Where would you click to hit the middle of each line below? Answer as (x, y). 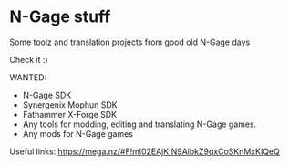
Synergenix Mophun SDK (70, 104)
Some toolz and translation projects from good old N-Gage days (130, 42)
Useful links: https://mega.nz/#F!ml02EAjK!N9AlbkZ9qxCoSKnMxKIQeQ (144, 151)
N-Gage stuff (60, 17)
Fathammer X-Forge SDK (70, 114)
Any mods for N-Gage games (78, 133)
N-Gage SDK (47, 95)
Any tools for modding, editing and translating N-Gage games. (139, 124)
